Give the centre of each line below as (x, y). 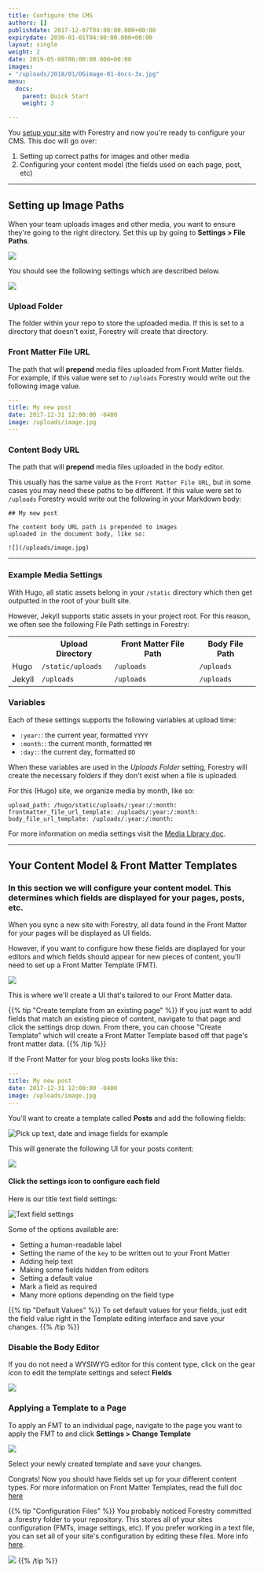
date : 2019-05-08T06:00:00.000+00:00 (70, 60)
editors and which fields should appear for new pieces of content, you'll (125, 957)
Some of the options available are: (64, 1230)
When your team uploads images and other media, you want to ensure (122, 224)
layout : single (33, 45)
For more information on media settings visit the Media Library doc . (117, 833)
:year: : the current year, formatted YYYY (84, 735)
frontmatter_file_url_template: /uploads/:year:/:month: (103, 812)
